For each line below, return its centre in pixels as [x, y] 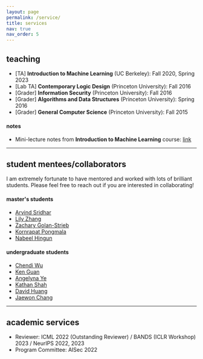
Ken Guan [27, 272]
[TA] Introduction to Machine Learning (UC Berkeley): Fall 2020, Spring [105, 73]
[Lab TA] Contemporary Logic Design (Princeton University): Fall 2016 [103, 86]
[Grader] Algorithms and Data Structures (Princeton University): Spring [105, 99]
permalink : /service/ [34, 18]
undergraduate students [38, 252]
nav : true [19, 29]
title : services [27, 23]
